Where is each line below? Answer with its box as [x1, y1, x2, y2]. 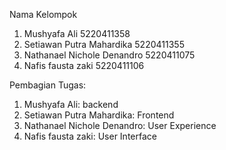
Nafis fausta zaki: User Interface [23, 130, 157, 142]
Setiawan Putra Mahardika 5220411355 [23, 39, 185, 50]
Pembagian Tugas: [9, 79, 87, 91]
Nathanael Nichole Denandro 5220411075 [23, 49, 196, 61]
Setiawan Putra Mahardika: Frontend [23, 109, 175, 121]
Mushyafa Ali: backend [23, 99, 119, 110]
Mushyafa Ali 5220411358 [23, 28, 131, 39]
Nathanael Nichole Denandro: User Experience [23, 120, 217, 131]
